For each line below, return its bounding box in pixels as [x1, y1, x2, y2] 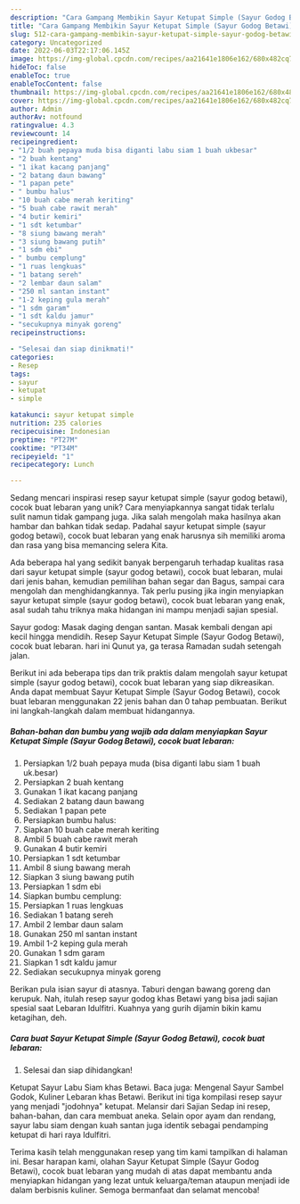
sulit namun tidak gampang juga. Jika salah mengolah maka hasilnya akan [10, 511, 281, 522]
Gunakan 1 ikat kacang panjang [22, 786, 138, 797]
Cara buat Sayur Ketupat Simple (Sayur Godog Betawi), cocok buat [10, 1033, 265, 1043]
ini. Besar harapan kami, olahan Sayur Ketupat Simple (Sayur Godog [10, 1157, 260, 1167]
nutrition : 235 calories [10, 419, 102, 428]
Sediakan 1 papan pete [22, 805, 107, 817]
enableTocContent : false [10, 79, 102, 88]
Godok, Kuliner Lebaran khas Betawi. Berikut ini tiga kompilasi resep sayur [10, 1092, 283, 1102]
